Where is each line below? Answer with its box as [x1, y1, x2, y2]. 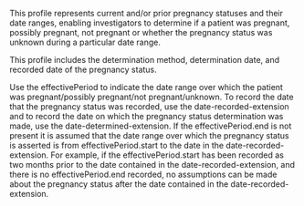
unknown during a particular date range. [9, 36, 162, 47]
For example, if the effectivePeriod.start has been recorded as [50, 149, 285, 160]
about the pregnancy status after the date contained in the [9, 179, 229, 190]
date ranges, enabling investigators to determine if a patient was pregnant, [9, 17, 290, 28]
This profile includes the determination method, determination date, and [9, 55, 280, 65]
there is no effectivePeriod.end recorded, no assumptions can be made [9, 169, 278, 180]
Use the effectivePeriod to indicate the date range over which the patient [9, 82, 283, 92]
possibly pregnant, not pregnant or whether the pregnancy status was [9, 27, 273, 37]
